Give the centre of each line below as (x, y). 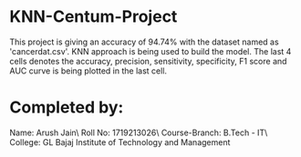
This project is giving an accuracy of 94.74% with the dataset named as (145, 42)
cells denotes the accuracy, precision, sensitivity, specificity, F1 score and (148, 61)
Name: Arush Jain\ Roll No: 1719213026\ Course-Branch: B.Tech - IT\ (139, 132)
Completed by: (67, 108)
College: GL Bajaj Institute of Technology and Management (120, 142)
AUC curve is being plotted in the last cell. (88, 71)
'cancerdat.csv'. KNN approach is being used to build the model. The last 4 (150, 51)
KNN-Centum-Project (93, 17)
